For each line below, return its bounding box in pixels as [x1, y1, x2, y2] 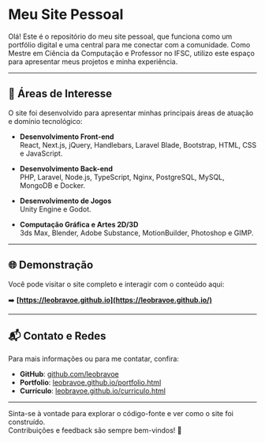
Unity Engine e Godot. [19, 204, 92, 214]
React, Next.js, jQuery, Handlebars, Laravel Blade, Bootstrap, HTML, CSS [19, 140, 257, 149]
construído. [8, 417, 46, 427]
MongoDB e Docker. [19, 180, 85, 190]
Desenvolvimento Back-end [19, 163, 113, 173]
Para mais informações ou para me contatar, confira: [8, 354, 180, 364]
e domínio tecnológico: [8, 116, 83, 126]
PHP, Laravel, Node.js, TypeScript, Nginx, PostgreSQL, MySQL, [19, 172, 225, 182]
